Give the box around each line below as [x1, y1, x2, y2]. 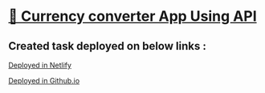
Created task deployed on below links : [8, 39, 206, 53]
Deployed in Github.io [8, 76, 80, 85]
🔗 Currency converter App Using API [8, 7, 257, 26]
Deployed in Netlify [8, 60, 72, 70]
